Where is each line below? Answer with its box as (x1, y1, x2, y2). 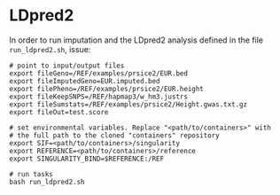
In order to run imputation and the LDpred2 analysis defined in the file (9, 35, 264, 45)
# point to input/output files (9, 61, 125, 70)
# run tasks (9, 169, 53, 178)
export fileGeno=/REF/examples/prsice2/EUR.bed (9, 68, 189, 78)
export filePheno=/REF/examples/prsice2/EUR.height (9, 84, 204, 93)
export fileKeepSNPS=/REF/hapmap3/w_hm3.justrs (9, 92, 189, 101)
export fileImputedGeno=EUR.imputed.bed (9, 76, 161, 85)
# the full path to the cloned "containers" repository (9, 130, 220, 140)
